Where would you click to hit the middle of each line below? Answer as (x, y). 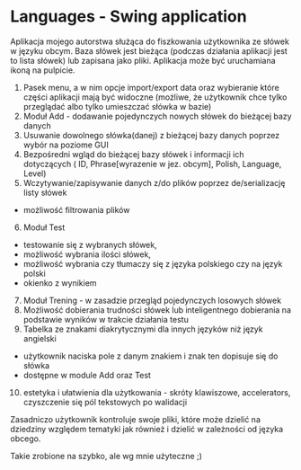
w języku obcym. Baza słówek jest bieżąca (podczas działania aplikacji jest (149, 50)
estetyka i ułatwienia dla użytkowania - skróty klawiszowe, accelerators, (157, 392)
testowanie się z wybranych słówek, (90, 244)
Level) (35, 173)
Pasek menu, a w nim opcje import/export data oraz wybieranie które (151, 87)
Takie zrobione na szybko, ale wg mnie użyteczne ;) (106, 456)
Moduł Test (44, 227)
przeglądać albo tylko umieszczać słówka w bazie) (117, 106)
